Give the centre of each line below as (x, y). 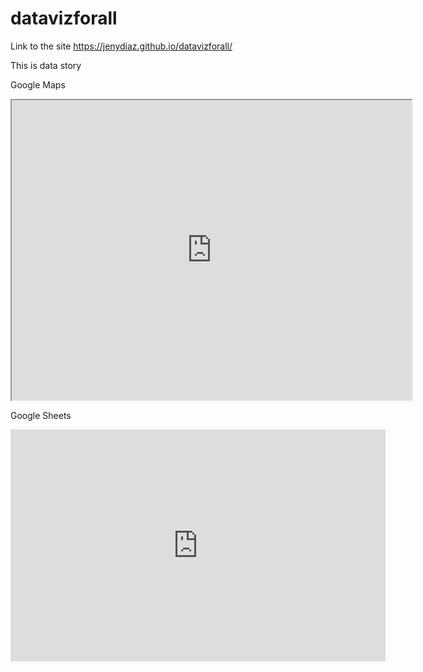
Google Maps (38, 84)
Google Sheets (41, 415)
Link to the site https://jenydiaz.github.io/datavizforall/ (121, 46)
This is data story (46, 65)
